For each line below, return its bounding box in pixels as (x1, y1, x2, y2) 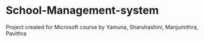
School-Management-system (5, 4, 159, 17)
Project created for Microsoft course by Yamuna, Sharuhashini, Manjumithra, (5, 23, 199, 31)
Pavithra (5, 29, 27, 37)
